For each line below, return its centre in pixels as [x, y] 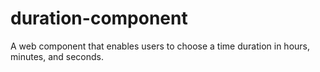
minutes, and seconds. [57, 56]
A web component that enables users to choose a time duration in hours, [160, 46]
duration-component [99, 18]
